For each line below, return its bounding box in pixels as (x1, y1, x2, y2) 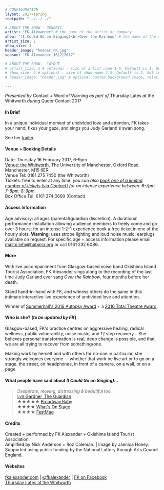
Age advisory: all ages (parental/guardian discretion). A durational (5, 215, 138, 221)
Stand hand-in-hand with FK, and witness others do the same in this (5, 289, 142, 294)
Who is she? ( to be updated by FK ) (5, 315, 77, 320)
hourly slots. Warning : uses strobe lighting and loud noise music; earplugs (5, 231, 155, 237)
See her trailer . (5, 135, 35, 141)
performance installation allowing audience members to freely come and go (5, 220, 158, 226)
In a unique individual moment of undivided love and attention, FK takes (5, 120, 149, 126)
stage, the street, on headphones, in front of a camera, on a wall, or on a (5, 361, 151, 367)
